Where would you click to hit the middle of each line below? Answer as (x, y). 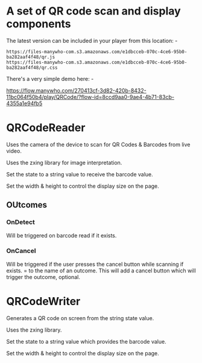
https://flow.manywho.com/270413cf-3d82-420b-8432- (76, 90)
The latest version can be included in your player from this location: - (92, 40)
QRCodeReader (46, 128)
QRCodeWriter (43, 302)
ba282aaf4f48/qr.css (32, 68)
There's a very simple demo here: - (50, 79)
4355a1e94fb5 (24, 103)
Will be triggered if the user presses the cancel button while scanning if (95, 264)
